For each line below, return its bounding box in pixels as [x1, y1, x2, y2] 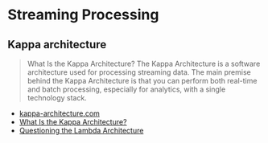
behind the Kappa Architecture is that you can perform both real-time [27, 76, 258, 85]
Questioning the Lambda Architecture [19, 126, 144, 135]
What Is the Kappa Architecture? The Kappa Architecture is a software [27, 59, 261, 68]
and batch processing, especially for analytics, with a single [27, 84, 226, 94]
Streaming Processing [7, 6, 159, 24]
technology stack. [27, 93, 88, 102]
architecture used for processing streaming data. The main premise [27, 67, 251, 77]
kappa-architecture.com [19, 108, 100, 118]
